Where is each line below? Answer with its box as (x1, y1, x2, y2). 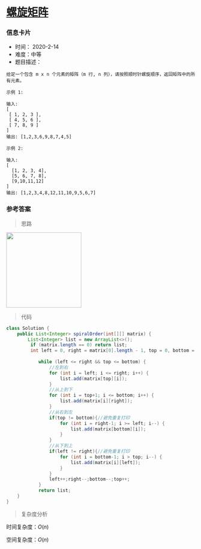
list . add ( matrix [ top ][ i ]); (59, 376, 128, 382)
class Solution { (6, 325, 50, 331)
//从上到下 (49, 386, 73, 393)
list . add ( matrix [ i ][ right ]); (59, 398, 133, 404)
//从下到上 (49, 443, 73, 449)
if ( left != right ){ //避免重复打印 (49, 448, 130, 454)
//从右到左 (49, 409, 73, 415)
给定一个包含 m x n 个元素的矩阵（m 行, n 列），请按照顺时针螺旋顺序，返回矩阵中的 (6, 72, 191, 78)
